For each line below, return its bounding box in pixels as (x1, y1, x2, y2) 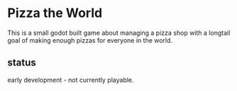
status (7, 57, 37, 69)
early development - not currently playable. (7, 75, 134, 84)
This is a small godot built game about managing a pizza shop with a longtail (7, 28, 231, 37)
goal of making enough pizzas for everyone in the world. (7, 36, 172, 44)
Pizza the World (7, 5, 103, 21)
